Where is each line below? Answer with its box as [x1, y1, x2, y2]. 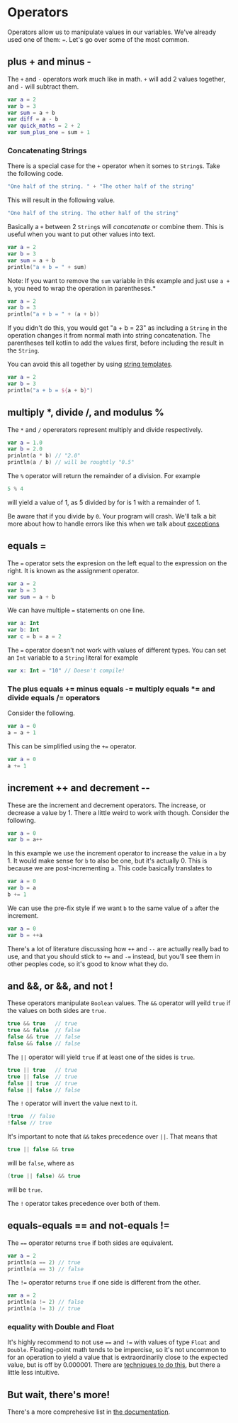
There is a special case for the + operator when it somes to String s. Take [7, 162, 221, 170]
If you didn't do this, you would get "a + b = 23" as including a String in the [7, 323, 227, 332]
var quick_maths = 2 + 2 [7, 122, 81, 130]
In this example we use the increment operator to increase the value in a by [7, 849, 227, 858]
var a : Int [7, 620, 40, 627]
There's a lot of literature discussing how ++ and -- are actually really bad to [7, 944, 229, 953]
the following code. [7, 170, 64, 178]
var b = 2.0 [7, 445, 42, 453]
